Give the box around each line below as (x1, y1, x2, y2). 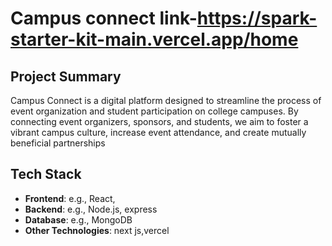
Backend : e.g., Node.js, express (24, 203, 158, 215)
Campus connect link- (10, 7, 198, 30)
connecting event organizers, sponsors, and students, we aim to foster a (10, 116, 309, 127)
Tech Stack (10, 166, 82, 183)
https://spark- (196, 7, 318, 30)
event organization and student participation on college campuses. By (10, 105, 299, 117)
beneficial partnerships (10, 137, 106, 149)
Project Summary (10, 68, 122, 85)
